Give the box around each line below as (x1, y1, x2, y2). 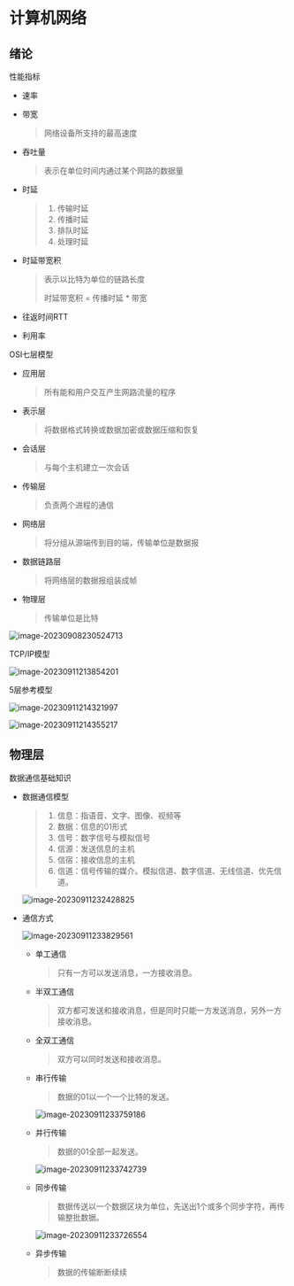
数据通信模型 (21, 791, 69, 802)
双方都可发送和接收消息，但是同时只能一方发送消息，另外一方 (57, 1004, 283, 1015)
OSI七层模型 (9, 349, 54, 360)
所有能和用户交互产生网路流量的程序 (43, 387, 177, 397)
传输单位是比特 (43, 613, 99, 623)
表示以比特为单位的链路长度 (43, 274, 146, 284)
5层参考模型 (9, 685, 53, 695)
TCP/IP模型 (9, 648, 50, 659)
